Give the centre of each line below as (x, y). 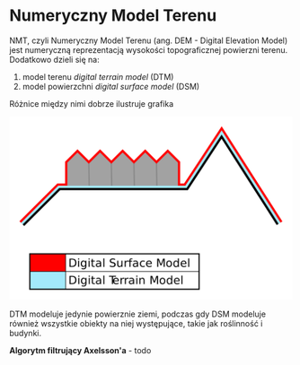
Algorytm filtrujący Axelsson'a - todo (80, 351)
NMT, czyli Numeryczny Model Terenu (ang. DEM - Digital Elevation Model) (149, 40)
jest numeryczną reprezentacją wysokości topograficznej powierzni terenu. (149, 49)
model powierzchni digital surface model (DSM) (111, 86)
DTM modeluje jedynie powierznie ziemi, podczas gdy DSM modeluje (138, 314)
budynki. (26, 334)
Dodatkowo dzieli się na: (55, 59)
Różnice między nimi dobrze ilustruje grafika (92, 103)
